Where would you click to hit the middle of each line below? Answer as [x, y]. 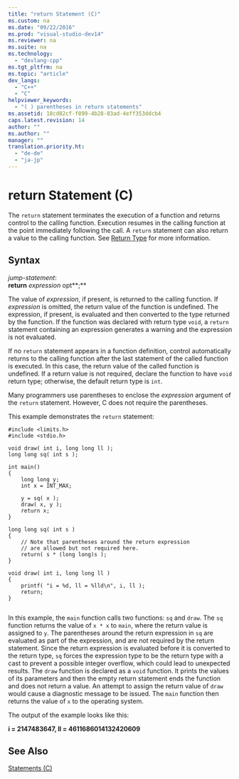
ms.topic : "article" [39, 74]
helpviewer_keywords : [40, 101]
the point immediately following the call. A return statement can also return [118, 230]
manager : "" [26, 140]
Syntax [24, 260]
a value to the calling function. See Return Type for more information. [110, 238]
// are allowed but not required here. [80, 548]
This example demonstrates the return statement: [81, 416]
